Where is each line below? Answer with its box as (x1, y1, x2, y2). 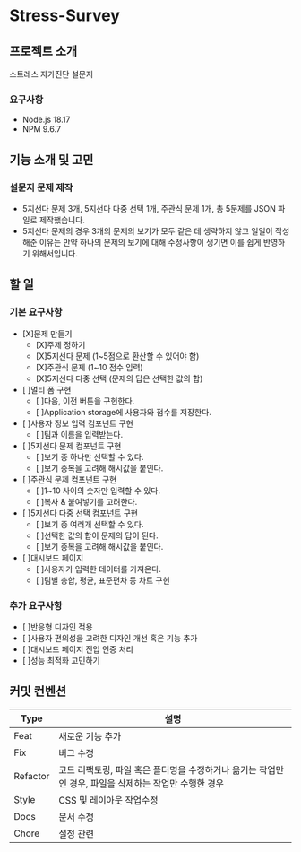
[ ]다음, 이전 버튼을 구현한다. (35, 396, 135, 406)
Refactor (13, 769, 50, 782)
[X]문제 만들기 (21, 328, 73, 339)
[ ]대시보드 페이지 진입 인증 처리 (21, 643, 134, 655)
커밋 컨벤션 (9, 683, 67, 700)
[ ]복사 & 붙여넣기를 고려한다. (35, 496, 138, 507)
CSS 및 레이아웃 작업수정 (57, 794, 159, 806)
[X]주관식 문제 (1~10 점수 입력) (35, 361, 143, 372)
